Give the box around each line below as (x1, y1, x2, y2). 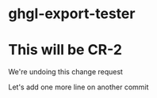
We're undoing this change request (8, 67, 123, 77)
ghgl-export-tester (8, 5, 136, 23)
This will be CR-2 (8, 41, 123, 59)
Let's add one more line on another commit (8, 82, 149, 92)
